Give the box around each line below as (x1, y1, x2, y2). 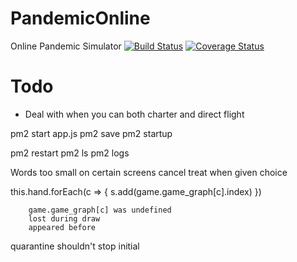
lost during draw (28, 213, 101, 224)
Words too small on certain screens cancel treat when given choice (10, 166, 288, 178)
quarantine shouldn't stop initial (10, 240, 140, 252)
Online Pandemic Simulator (10, 40, 122, 52)
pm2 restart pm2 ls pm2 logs (10, 147, 130, 159)
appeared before (28, 222, 97, 232)
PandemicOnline (10, 7, 151, 30)
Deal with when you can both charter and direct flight (24, 108, 245, 120)
